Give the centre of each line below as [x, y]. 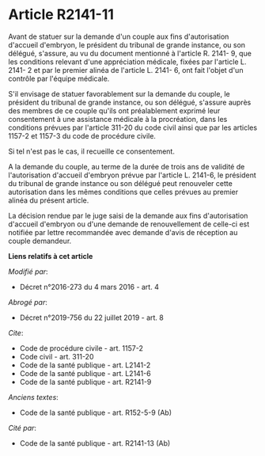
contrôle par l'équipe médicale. [59, 78]
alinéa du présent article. [49, 200]
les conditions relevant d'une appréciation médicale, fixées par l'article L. [127, 62]
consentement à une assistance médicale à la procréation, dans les [118, 119]
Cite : [16, 332]
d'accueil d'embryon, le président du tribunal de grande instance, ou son [127, 44]
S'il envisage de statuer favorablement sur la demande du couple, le [119, 93]
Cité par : [23, 427]
